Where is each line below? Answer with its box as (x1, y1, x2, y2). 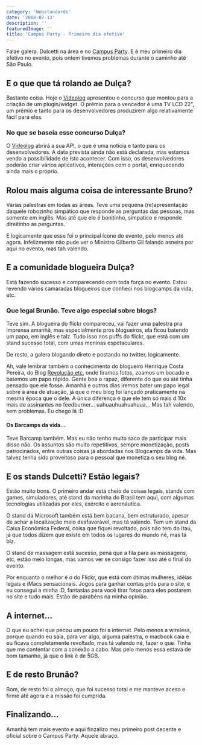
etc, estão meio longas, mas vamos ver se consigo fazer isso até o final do (6, 556, 192, 563)
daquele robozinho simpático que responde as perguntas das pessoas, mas (6, 208, 195, 215)
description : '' (6, 20, 47, 26)
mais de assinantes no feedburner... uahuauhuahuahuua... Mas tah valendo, (6, 401, 195, 408)
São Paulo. (6, 61, 33, 68)
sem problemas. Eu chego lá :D (6, 408, 84, 415)
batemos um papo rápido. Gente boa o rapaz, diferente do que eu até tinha (6, 375, 193, 383)
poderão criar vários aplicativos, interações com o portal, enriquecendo (6, 161, 185, 169)
